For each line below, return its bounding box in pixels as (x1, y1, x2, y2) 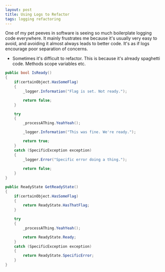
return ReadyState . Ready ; (23, 234, 77, 240)
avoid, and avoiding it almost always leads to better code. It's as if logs (5, 41, 150, 47)
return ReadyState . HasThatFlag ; (23, 203, 90, 208)
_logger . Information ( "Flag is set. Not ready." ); (23, 89, 127, 94)
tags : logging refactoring (5, 16, 61, 21)
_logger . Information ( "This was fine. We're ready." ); (23, 130, 136, 135)
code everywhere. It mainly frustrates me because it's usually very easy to (5, 35, 158, 41)
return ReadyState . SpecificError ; (23, 253, 94, 258)
